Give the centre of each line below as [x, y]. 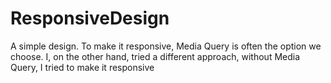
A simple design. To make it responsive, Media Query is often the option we [166, 46]
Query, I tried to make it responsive [82, 67]
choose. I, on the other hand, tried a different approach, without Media [155, 56]
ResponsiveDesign [90, 18]
